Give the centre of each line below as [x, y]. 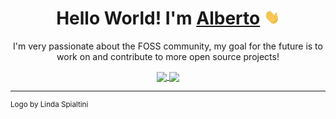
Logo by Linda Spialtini [49, 105]
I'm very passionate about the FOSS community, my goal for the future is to [168, 46]
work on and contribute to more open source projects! [168, 56]
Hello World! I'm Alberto [158, 18]
